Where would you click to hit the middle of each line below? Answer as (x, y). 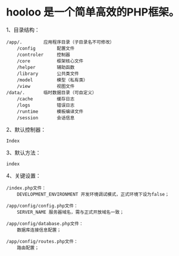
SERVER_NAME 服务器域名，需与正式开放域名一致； (70, 212)
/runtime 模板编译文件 (50, 111)
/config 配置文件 (46, 48)
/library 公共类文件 (48, 74)
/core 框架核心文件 (50, 61)
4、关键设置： (24, 175)
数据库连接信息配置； (39, 230)
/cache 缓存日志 (46, 99)
